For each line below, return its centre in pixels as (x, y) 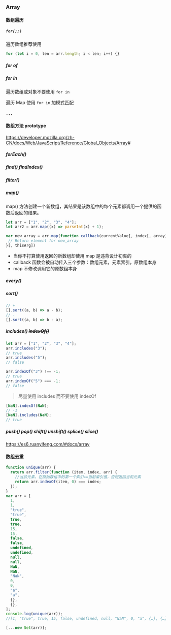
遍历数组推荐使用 (24, 44)
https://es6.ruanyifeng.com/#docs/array (48, 444)
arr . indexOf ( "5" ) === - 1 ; (33, 381)
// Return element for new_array (43, 241)
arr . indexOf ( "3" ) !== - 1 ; (33, 372)
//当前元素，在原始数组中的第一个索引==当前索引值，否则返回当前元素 (78, 477)
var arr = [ (18, 496)
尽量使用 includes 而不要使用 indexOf (57, 396)
